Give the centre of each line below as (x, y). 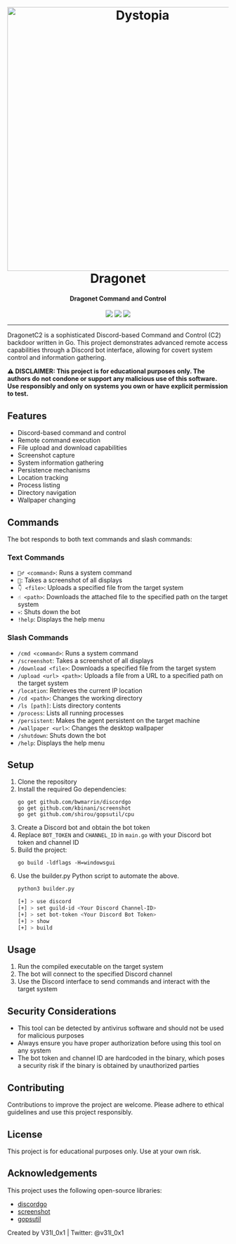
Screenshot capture (46, 455)
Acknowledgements (52, 1173)
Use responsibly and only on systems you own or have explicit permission (118, 387)
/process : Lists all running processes (71, 712)
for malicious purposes (51, 1036)
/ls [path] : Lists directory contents (69, 705)
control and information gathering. (57, 358)
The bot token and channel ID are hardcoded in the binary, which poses (121, 1058)
